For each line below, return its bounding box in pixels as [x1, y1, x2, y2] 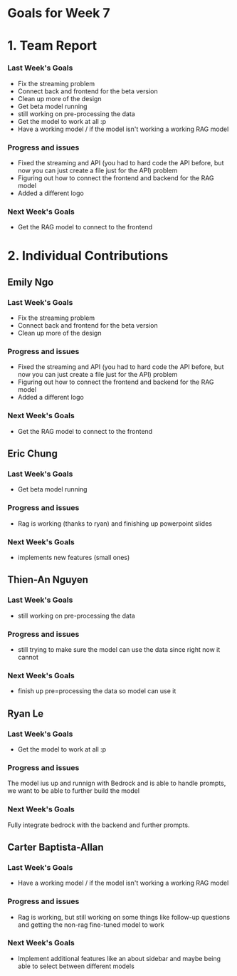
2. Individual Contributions [7, 248, 169, 264]
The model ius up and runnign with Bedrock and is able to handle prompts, [7, 779, 226, 788]
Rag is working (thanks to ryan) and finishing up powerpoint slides [17, 519, 212, 528]
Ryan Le [7, 707, 44, 720]
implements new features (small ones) [17, 554, 130, 562]
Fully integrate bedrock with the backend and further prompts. [7, 821, 190, 829]
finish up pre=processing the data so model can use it [17, 687, 177, 695]
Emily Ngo [7, 276, 54, 288]
